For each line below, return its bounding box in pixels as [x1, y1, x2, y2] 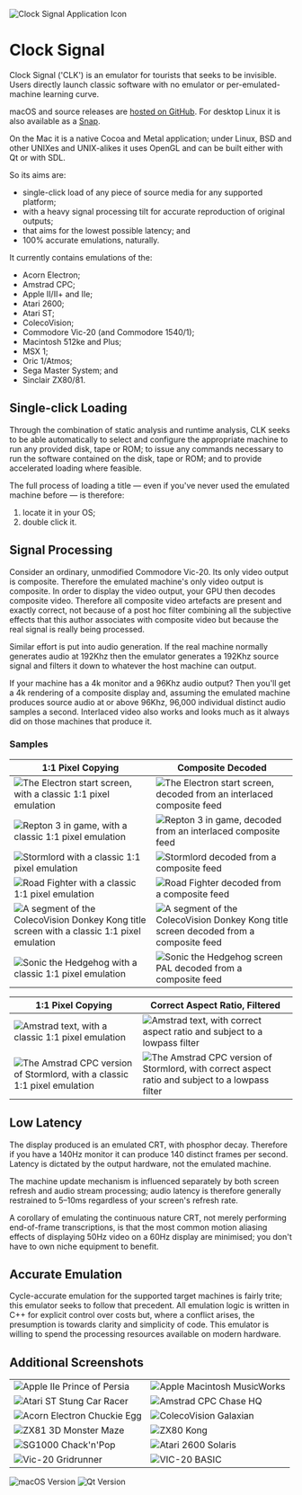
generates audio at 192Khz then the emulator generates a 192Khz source [9, 650, 280, 661]
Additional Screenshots [9, 1355, 144, 1370]
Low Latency [9, 1115, 83, 1131]
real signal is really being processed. [9, 624, 146, 634]
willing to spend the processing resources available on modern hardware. [9, 1329, 281, 1340]
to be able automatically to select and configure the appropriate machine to [9, 434, 289, 445]
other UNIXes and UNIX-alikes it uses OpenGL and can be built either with [9, 142, 283, 153]
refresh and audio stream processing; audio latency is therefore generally [9, 1185, 281, 1196]
